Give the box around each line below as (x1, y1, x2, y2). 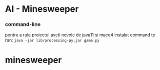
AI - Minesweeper (5, 3, 79, 15)
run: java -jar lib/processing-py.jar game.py (5, 37, 100, 43)
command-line (5, 21, 40, 28)
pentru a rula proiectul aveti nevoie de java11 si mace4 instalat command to (5, 32, 156, 38)
